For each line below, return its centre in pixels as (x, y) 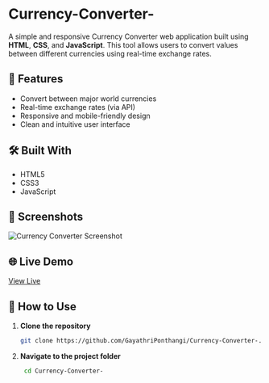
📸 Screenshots (46, 216)
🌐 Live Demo (41, 261)
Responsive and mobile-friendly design (85, 116)
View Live (25, 281)
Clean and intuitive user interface (75, 124)
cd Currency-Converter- (64, 371)
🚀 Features (36, 79)
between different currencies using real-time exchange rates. (110, 53)
